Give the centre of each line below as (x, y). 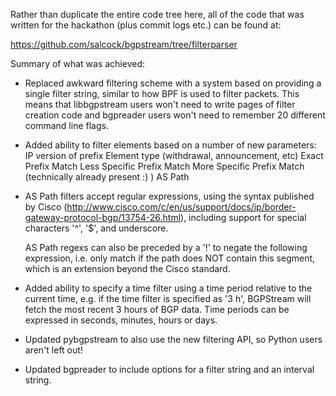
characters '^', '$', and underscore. (96, 228)
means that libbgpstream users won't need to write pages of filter (160, 104)
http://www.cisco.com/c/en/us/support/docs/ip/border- (181, 207)
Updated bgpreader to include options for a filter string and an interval (169, 369)
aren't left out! (53, 350)
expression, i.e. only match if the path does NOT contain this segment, (170, 258)
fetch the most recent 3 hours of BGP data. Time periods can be (157, 309)
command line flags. (66, 125)
